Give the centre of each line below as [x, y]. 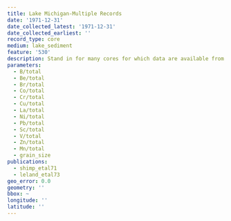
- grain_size [32, 156]
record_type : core [34, 39]
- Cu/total [29, 104]
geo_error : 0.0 [29, 181]
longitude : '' [28, 201]
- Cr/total [29, 98]
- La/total [29, 110]
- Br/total [29, 85]
